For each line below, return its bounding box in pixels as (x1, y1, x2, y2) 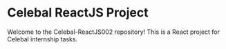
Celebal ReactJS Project (7, 5, 149, 21)
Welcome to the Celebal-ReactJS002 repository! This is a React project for (7, 28, 220, 36)
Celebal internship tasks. (7, 35, 78, 43)
